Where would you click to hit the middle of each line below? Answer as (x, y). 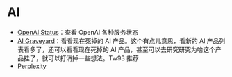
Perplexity (32, 66)
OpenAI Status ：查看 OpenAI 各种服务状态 (78, 32)
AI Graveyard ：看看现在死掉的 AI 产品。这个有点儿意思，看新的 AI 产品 (118, 41)
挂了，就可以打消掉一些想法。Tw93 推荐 (81, 58)
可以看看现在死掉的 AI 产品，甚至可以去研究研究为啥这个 (135, 49)
